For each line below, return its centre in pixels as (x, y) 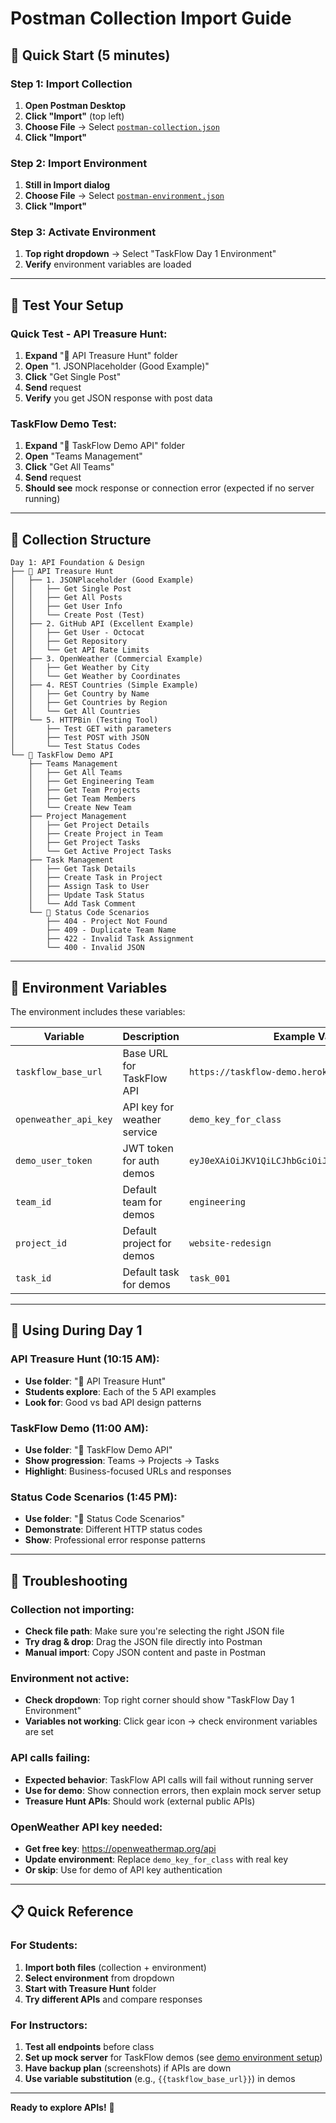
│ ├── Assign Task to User (89, 887)
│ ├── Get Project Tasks (84, 843)
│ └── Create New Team (80, 808)
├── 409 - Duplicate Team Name (111, 930)
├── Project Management (78, 817)
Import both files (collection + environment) (115, 1967)
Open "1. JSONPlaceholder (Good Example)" (117, 366)
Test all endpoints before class (89, 2046)
